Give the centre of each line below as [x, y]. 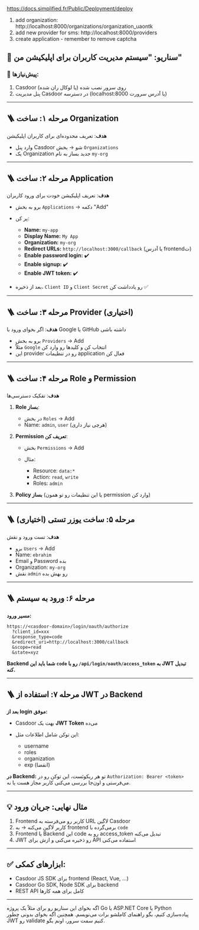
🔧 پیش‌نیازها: [23, 75]
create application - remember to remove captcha [76, 39]
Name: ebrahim [33, 554]
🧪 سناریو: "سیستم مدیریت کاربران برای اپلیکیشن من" [94, 58]
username [36, 746]
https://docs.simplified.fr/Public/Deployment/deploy [70, 9]
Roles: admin [48, 483]
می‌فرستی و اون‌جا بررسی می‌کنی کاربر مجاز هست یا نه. [68, 783]
